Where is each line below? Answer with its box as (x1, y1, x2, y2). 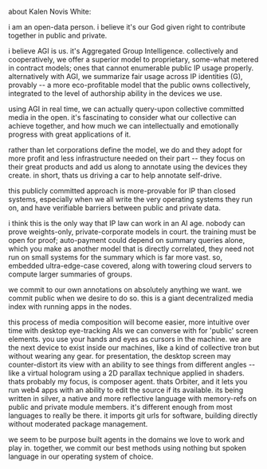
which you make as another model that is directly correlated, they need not (8, 244, 255, 253)
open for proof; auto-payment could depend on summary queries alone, (8, 236, 245, 244)
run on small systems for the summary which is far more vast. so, (8, 252, 223, 262)
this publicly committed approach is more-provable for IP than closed (8, 186, 237, 195)
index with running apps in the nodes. (8, 302, 132, 311)
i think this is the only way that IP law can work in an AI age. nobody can (8, 219, 245, 228)
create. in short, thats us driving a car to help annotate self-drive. (8, 171, 222, 180)
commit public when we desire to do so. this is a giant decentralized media (8, 293, 253, 303)
